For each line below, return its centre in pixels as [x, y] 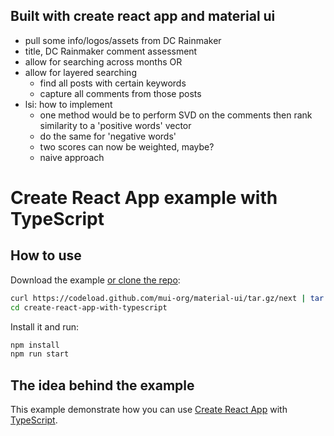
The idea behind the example [102, 385]
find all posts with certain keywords [113, 83]
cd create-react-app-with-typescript [89, 307]
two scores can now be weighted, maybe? [127, 146]
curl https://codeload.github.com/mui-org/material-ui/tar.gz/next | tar [167, 298]
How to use [46, 255]
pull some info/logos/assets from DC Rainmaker [123, 40]
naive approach [72, 157]
